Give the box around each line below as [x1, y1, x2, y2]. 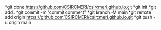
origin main [9, 19, 32, 25]
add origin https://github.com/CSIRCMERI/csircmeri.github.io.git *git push [5, 15, 153, 20]
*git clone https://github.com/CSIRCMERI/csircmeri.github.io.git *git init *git [5, 4, 156, 10]
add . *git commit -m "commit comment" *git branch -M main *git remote [5, 9, 151, 15]
